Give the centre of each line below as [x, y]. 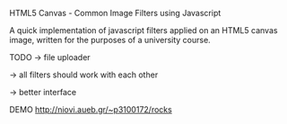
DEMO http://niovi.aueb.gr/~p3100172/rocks [91, 110]
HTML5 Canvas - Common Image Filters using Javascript [115, 13]
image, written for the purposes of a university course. [110, 40]
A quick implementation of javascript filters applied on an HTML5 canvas [143, 30]
